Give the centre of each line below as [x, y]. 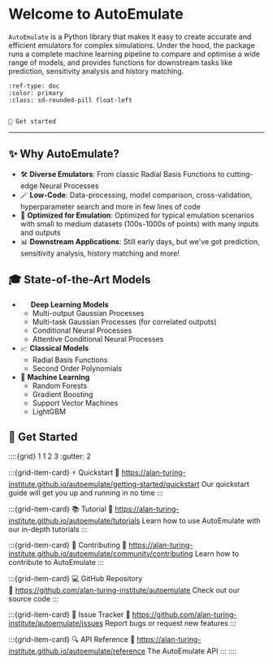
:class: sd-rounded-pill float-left [70, 100]
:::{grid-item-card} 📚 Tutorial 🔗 [61, 509]
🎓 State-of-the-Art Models [80, 280]
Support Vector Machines [75, 403]
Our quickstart [225, 485]
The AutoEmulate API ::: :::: [192, 651]
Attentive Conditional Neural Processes [98, 338]
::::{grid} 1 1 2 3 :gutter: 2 [50, 456]
